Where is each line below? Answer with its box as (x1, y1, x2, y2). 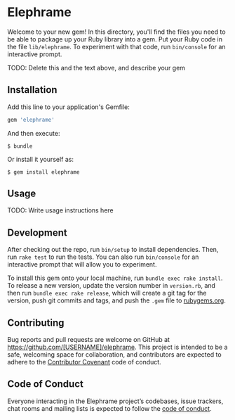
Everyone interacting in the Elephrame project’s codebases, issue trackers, (7, 397, 224, 405)
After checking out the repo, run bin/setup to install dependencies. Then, (7, 246, 219, 254)
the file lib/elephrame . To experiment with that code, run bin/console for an (7, 42, 226, 51)
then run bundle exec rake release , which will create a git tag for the (7, 289, 207, 298)
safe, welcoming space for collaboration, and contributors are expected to (7, 350, 222, 359)
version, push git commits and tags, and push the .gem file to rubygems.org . (7, 296, 227, 305)
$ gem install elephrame (7, 168, 80, 176)
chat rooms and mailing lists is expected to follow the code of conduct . (7, 404, 212, 412)
